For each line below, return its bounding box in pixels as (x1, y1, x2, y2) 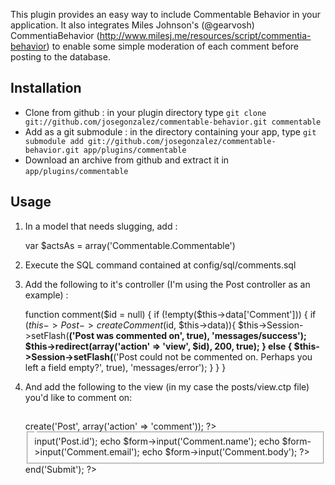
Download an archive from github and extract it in (24, 154, 230, 166)
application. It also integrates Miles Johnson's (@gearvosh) (10, 19, 255, 31)
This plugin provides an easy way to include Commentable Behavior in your (10, 9, 322, 20)
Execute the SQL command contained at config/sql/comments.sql (24, 259, 297, 271)
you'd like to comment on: (24, 391, 133, 403)
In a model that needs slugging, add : (24, 220, 178, 232)
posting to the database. (10, 51, 111, 63)
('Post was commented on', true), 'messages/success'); (68, 329, 307, 341)
